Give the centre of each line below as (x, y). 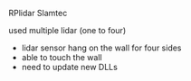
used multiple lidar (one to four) (67, 30)
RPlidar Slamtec (38, 13)
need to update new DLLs (70, 67)
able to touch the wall (62, 57)
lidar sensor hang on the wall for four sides (101, 48)
